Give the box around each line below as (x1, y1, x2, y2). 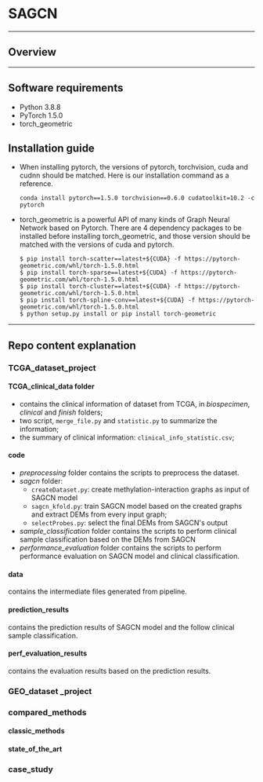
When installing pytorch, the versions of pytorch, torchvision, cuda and (19, 163, 249, 172)
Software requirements (8, 82, 124, 95)
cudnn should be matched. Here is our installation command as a (19, 170, 229, 181)
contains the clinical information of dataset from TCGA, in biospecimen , (19, 399, 250, 408)
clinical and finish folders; (19, 407, 103, 417)
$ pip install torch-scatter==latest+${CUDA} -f (19, 255, 182, 263)
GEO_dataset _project (8, 685, 92, 696)
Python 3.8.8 (19, 102, 61, 111)
